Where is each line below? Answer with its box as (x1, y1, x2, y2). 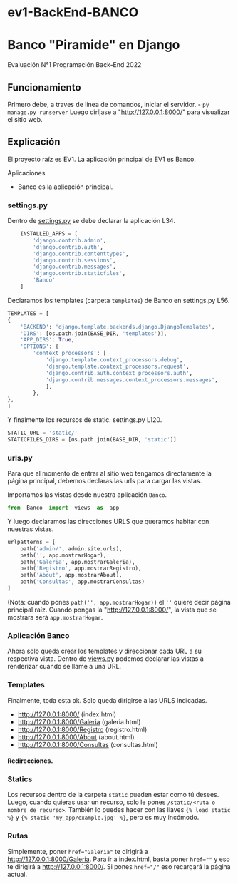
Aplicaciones (7, 168, 46, 177)
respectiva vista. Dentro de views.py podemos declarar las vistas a (7, 654, 205, 663)
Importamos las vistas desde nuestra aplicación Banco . (7, 490, 167, 499)
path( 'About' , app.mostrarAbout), (20, 572, 123, 579)
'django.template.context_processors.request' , (45, 363, 190, 370)
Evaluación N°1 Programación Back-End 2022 (7, 61, 142, 69)
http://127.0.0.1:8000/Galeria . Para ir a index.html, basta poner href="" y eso (7, 855, 230, 863)
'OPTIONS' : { (20, 343, 59, 350)
